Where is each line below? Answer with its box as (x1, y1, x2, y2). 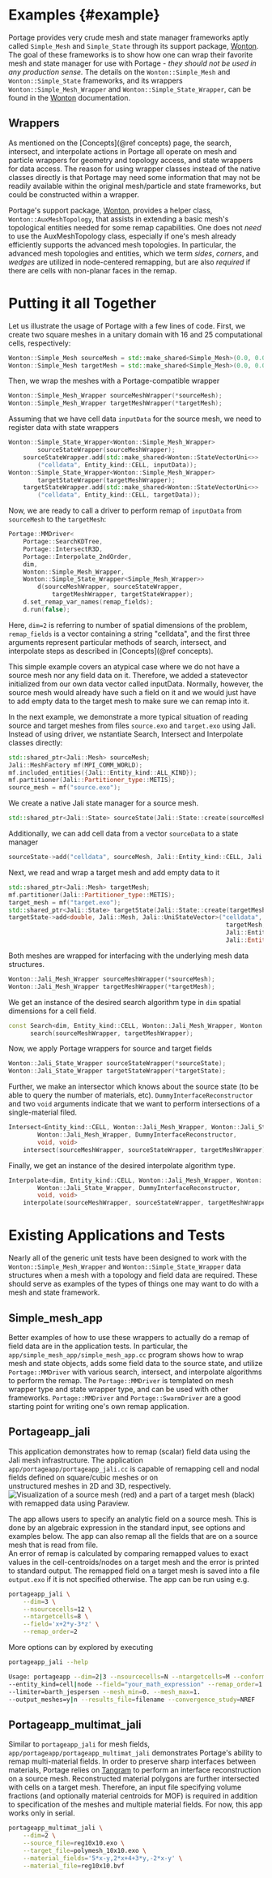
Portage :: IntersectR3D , (23, 545, 104, 553)
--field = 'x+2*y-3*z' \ (23, 1620, 100, 1628)
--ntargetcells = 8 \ (23, 1613, 89, 1621)
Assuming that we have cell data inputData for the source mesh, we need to (8, 414, 261, 423)
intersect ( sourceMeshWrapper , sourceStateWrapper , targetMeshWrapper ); (23, 1145, 270, 1154)
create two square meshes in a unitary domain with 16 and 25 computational (8, 329, 263, 339)
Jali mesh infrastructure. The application (8, 1455, 143, 1465)
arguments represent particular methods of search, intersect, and (8, 637, 227, 647)
